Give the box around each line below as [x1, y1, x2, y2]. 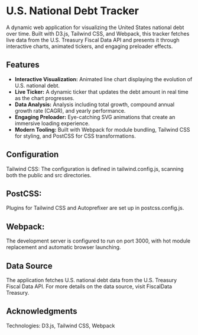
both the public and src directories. [6, 171, 92, 178]
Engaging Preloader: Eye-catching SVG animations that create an [14, 113, 176, 120]
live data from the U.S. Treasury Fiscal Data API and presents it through [6, 36, 180, 43]
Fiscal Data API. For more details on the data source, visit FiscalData [6, 283, 173, 290]
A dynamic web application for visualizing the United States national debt [6, 24, 184, 31]
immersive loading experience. [14, 120, 90, 127]
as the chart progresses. [14, 94, 75, 101]
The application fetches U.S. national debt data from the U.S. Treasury [6, 277, 177, 283]
